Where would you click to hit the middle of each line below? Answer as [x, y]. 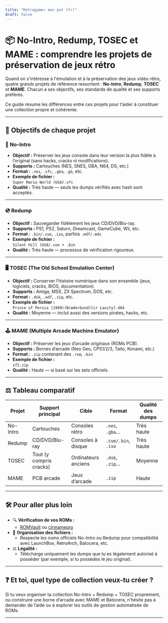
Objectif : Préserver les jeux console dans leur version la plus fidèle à [84, 155]
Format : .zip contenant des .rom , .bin [53, 354]
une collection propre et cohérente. [41, 110]
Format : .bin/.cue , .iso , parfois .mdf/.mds [57, 234]
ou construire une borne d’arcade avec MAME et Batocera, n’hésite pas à [80, 600]
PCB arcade [46, 478]
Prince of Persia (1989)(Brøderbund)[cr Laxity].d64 [68, 308]
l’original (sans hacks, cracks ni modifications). [60, 161]
